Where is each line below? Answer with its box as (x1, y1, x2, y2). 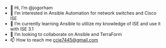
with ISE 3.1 (10, 26, 34, 32)
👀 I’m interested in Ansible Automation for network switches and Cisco (10, 10, 156, 16)
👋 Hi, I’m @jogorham (10, 5, 53, 10)
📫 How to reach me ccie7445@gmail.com (10, 37, 98, 42)
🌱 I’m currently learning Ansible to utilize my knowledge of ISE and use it (10, 20, 161, 26)
